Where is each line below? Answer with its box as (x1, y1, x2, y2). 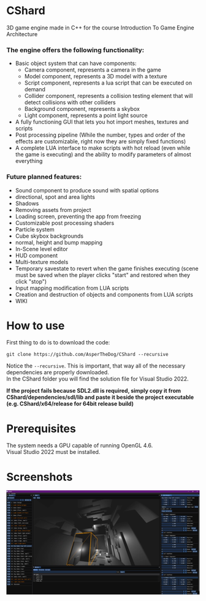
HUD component (15, 252, 58, 259)
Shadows (15, 200, 39, 207)
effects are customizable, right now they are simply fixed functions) (15, 138, 186, 145)
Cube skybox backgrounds (15, 232, 84, 240)
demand (24, 86, 46, 93)
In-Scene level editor (15, 245, 69, 252)
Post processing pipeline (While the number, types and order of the (15, 131, 186, 138)
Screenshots (6, 470, 73, 484)
